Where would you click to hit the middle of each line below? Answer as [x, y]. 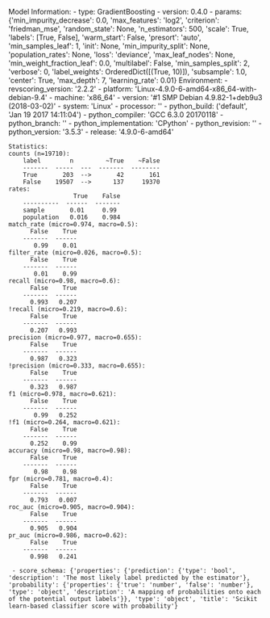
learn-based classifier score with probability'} [93, 606]
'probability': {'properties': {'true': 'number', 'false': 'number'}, [131, 585]
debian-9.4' [28, 97]
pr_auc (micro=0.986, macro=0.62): [68, 536]
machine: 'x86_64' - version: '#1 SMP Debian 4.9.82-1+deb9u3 [158, 97]
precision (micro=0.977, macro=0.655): [75, 338]
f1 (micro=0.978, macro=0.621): [62, 394]
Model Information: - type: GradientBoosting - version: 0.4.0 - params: [125, 12]
